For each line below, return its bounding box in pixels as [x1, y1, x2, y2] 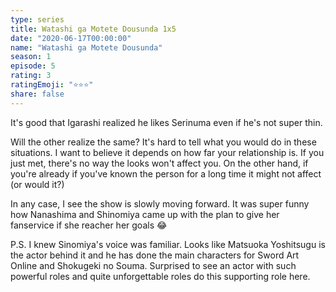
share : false [10, 89, 65, 99]
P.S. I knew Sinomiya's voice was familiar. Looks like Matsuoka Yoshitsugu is [10, 238, 326, 250]
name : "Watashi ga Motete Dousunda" [10, 42, 163, 53]
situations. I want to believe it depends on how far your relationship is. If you [10, 146, 325, 158]
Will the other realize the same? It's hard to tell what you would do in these [10, 136, 317, 148]
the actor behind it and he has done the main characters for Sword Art [10, 249, 300, 261]
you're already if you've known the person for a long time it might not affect [10, 167, 322, 180]
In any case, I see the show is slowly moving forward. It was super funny [10, 197, 310, 210]
